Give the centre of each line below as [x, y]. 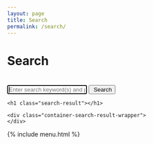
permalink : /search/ [37, 26]
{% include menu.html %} [44, 134]
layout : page [26, 13]
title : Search [28, 20]
